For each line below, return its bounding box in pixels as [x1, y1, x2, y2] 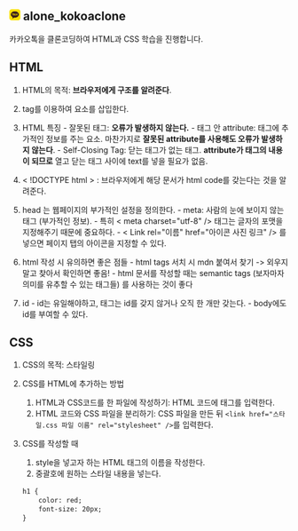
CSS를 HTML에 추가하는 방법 [21, 378, 124, 389]
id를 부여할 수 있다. [21, 308, 89, 320]
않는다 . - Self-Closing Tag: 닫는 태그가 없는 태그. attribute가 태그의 [30, 144, 267, 155]
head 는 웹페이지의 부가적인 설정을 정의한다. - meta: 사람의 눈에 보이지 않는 [21, 204, 285, 215]
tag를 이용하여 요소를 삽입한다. [21, 103, 129, 114]
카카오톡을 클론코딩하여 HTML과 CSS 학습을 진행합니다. [9, 33, 204, 44]
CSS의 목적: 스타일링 [21, 360, 96, 370]
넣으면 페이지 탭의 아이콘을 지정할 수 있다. [21, 237, 167, 249]
